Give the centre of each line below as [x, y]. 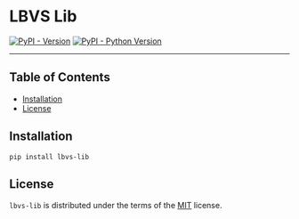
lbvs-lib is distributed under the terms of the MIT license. [116, 206]
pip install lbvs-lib [49, 157]
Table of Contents [60, 77]
